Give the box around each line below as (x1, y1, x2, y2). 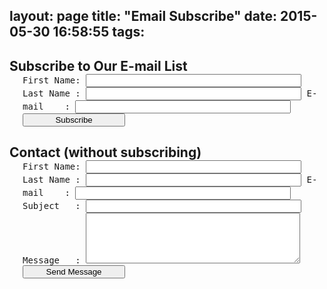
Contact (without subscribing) (9, 144, 202, 161)
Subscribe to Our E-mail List (9, 57, 188, 74)
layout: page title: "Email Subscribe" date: (9, 8, 278, 25)
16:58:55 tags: (52, 24, 146, 41)
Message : (22, 255, 81, 266)
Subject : (22, 200, 81, 212)
